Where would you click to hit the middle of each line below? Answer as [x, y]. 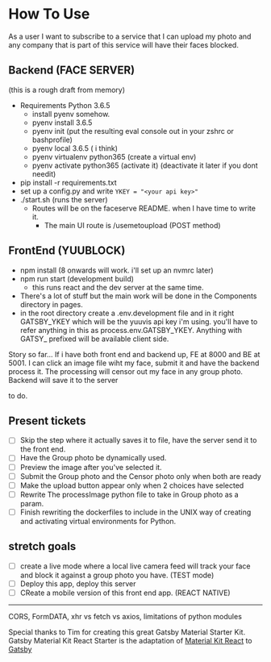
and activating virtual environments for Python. [98, 521]
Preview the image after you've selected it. [91, 467]
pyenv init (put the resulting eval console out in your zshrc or [133, 131]
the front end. [43, 449]
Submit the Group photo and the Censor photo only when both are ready [141, 476]
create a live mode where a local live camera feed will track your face [135, 566]
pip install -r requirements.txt [68, 182]
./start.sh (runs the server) [64, 199]
